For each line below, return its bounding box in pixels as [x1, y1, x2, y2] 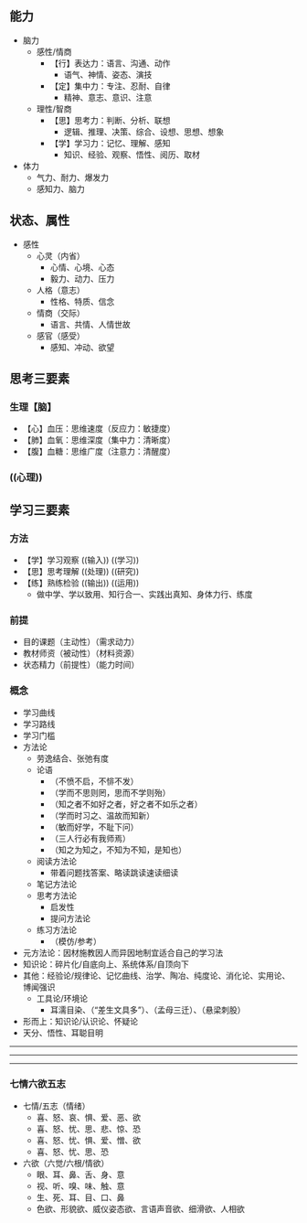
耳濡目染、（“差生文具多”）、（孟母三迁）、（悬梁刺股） [49, 1004, 246, 1015]
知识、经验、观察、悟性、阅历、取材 [63, 149, 201, 160]
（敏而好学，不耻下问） [49, 821, 139, 832]
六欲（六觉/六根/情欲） [22, 1157, 110, 1168]
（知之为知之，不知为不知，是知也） [49, 844, 187, 855]
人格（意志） [36, 284, 85, 295]
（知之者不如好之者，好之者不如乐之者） [49, 799, 203, 810]
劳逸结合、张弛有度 [36, 753, 110, 764]
